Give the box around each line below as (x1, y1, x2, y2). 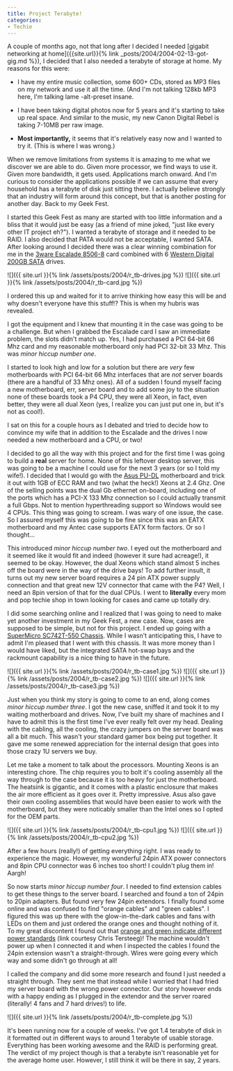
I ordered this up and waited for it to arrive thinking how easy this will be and (7, 292, 227, 300)
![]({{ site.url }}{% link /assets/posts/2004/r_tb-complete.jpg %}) (7, 1013, 193, 1022)
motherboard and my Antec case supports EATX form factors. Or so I (7, 523, 205, 532)
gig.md (7, 57, 28, 65)
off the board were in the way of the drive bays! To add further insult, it (7, 566, 211, 575)
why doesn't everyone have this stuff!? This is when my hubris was (7, 299, 200, 308)
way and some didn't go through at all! (7, 956, 118, 965)
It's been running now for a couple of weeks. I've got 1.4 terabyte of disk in (7, 1026, 222, 1035)
